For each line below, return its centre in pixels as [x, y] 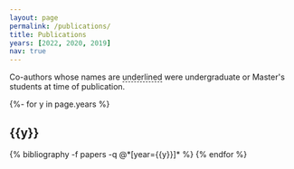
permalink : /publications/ [60, 26]
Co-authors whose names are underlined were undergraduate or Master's [147, 77]
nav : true [28, 52]
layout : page [34, 18]
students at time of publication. [67, 87]
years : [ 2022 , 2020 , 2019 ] [60, 43]
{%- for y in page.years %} [60, 104]
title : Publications [48, 34]
